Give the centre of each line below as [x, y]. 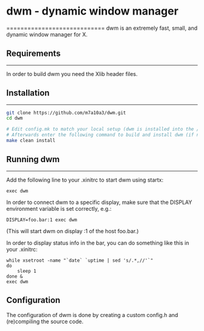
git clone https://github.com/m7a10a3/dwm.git [66, 113]
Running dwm [33, 159]
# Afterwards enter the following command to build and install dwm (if [100, 135]
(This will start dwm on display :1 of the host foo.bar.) [73, 231]
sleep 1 [27, 271]
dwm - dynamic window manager [93, 11]
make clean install [31, 141]
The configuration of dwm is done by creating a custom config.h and [92, 315]
